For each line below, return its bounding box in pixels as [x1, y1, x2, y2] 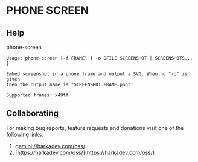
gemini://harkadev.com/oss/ [14, 142, 86, 149]
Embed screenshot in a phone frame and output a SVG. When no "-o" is [6, 71, 188, 77]
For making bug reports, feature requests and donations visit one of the [6, 124, 184, 131]
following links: [6, 131, 43, 138]
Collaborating [6, 108, 59, 119]
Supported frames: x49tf [6, 92, 69, 98]
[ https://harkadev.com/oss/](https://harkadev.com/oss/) [14, 149, 155, 156]
